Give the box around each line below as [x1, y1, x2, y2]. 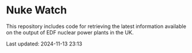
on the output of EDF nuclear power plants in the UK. [6, 29, 134, 36]
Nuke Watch [6, 3, 68, 17]
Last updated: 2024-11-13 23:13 [6, 40, 82, 47]
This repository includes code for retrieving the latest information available [6, 23, 187, 30]
